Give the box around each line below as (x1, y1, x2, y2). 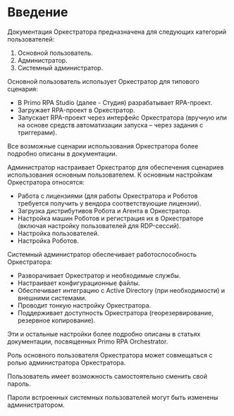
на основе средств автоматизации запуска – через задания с (17, 120, 204, 129)
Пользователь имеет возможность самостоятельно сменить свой (7, 372, 208, 380)
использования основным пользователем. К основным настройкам (7, 170, 213, 179)
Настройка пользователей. (17, 229, 99, 237)
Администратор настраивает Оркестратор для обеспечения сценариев (7, 163, 224, 171)
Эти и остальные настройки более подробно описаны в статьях (7, 329, 201, 338)
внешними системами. (17, 294, 87, 302)
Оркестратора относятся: (7, 177, 85, 187)
